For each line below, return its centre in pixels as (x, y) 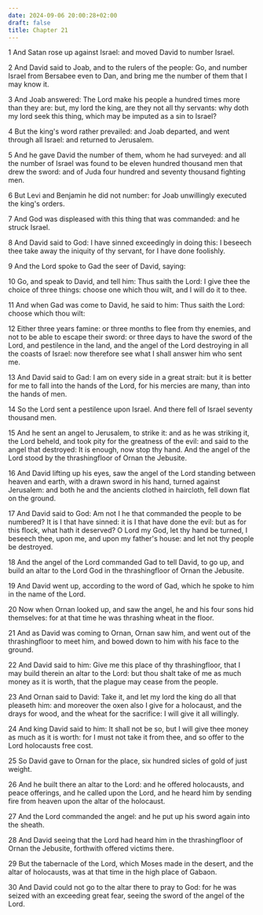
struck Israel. (29, 227)
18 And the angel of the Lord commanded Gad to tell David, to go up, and (126, 563)
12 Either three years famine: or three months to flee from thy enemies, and (130, 329)
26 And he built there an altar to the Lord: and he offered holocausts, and (126, 784)
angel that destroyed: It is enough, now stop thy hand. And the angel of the (129, 450)
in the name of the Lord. (47, 594)
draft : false (29, 23)
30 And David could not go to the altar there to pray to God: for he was (122, 887)
